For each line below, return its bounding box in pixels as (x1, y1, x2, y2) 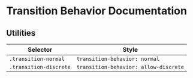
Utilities (6, 28, 36, 38)
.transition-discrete (9, 64, 71, 70)
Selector (28, 46, 53, 54)
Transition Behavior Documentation (6, 4, 188, 18)
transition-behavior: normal (76, 55, 160, 62)
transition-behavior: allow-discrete (76, 64, 185, 70)
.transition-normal (9, 55, 65, 62)
